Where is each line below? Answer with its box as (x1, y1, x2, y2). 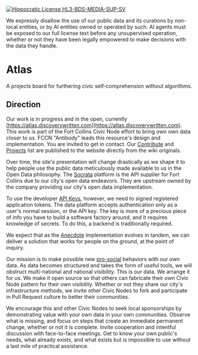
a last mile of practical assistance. (6, 342, 89, 349)
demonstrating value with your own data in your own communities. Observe (6, 311, 191, 318)
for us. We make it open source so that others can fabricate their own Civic (6, 274, 189, 281)
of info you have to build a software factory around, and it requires (6, 214, 168, 221)
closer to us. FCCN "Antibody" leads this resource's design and (6, 134, 161, 141)
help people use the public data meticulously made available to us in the (6, 164, 182, 172)
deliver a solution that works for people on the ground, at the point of (6, 237, 174, 245)
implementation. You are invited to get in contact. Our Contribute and (6, 140, 174, 147)
